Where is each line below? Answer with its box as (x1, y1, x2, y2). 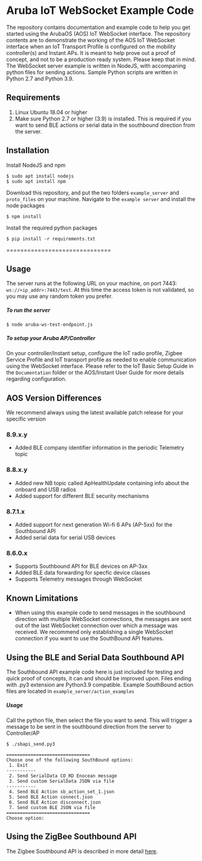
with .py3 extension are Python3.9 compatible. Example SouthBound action (6, 681, 194, 688)
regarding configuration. (6, 375, 67, 382)
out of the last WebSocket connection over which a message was (14, 622, 178, 629)
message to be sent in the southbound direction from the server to (6, 723, 172, 730)
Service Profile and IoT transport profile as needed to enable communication (6, 356, 197, 363)
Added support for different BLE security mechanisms (14, 492, 150, 499)
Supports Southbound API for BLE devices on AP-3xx (14, 563, 148, 570)
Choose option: (6, 815, 45, 821)
